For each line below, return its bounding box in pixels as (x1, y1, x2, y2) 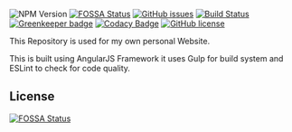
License (9, 89, 55, 104)
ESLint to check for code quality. (9, 63, 131, 73)
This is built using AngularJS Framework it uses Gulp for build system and (9, 53, 284, 63)
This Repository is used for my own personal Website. (9, 36, 211, 46)
